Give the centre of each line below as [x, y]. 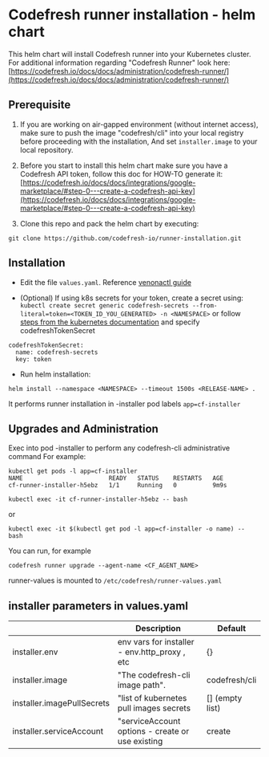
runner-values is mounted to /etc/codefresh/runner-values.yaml [115, 580]
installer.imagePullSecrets [61, 703]
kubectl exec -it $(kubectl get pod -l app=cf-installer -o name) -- [127, 529]
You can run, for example [50, 551]
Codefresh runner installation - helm [132, 15]
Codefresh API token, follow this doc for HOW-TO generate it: [121, 173]
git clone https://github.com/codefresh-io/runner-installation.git [125, 238]
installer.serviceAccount [58, 731]
